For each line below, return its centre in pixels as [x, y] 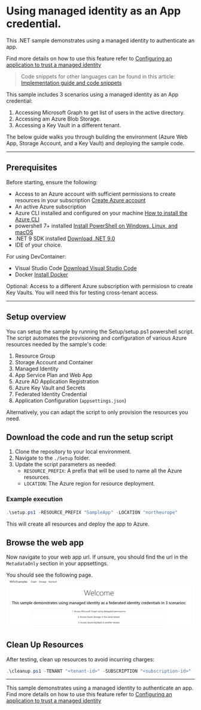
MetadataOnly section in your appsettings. [57, 564]
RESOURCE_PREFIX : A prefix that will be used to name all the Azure [103, 471]
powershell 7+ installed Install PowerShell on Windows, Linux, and [96, 226]
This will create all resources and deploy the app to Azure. [78, 524]
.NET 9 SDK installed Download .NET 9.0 [65, 238]
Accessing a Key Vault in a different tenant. [68, 125]
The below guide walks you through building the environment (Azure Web [97, 137]
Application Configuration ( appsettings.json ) [71, 400]
